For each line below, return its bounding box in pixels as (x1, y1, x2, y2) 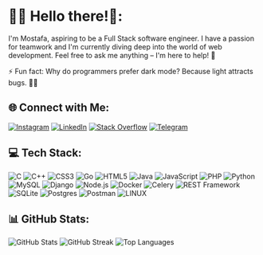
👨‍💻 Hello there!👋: (8, 7, 123, 25)
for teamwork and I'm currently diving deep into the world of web (8, 41, 223, 51)
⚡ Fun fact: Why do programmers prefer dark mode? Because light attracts (8, 66, 253, 76)
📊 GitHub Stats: (8, 212, 90, 226)
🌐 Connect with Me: (8, 101, 110, 115)
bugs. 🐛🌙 (8, 77, 38, 87)
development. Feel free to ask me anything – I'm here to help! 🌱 (8, 50, 216, 60)
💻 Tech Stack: (8, 147, 82, 160)
